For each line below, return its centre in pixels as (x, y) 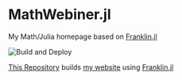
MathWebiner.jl (60, 15)
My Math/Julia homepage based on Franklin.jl (83, 36)
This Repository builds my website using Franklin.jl (91, 67)
